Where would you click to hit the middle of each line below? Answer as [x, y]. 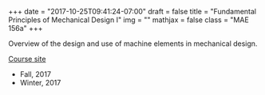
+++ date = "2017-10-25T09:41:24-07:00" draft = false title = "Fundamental [132, 11]
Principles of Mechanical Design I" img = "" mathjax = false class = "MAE [129, 20]
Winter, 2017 [40, 83]
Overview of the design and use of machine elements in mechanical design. [133, 44]
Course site [27, 59]
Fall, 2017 [36, 74]
